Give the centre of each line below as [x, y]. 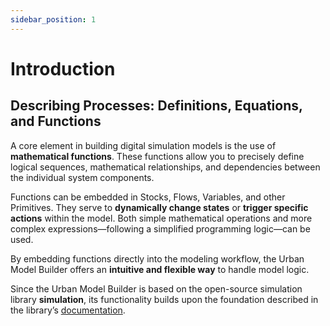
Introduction [63, 68]
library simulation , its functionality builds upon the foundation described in [164, 299]
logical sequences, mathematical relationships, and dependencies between [165, 167]
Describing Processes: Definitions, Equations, [156, 106]
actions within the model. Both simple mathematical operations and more [161, 218]
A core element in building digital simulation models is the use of [143, 145]
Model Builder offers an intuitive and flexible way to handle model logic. [160, 269]
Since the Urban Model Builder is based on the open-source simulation [156, 288]
